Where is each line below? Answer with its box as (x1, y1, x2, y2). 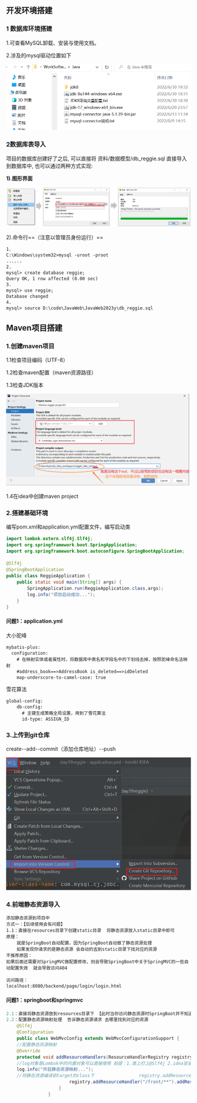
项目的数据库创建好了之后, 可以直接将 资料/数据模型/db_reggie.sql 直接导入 (6, 155, 188, 162)
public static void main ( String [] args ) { (16, 579, 122, 585)
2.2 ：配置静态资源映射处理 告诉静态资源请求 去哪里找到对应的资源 (6, 1017, 148, 1023)
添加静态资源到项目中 (6, 915, 50, 921)
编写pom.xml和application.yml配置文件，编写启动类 (6, 523, 131, 530)
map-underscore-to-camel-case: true (16, 674, 107, 681)
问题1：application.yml (6, 617, 63, 625)
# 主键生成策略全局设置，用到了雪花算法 (21, 710, 106, 716)
